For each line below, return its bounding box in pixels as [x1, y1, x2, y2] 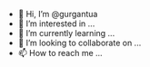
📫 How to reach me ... [17, 48, 103, 58]
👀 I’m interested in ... [17, 18, 95, 29]
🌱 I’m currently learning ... [17, 28, 115, 38]
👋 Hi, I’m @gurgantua [17, 9, 98, 19]
